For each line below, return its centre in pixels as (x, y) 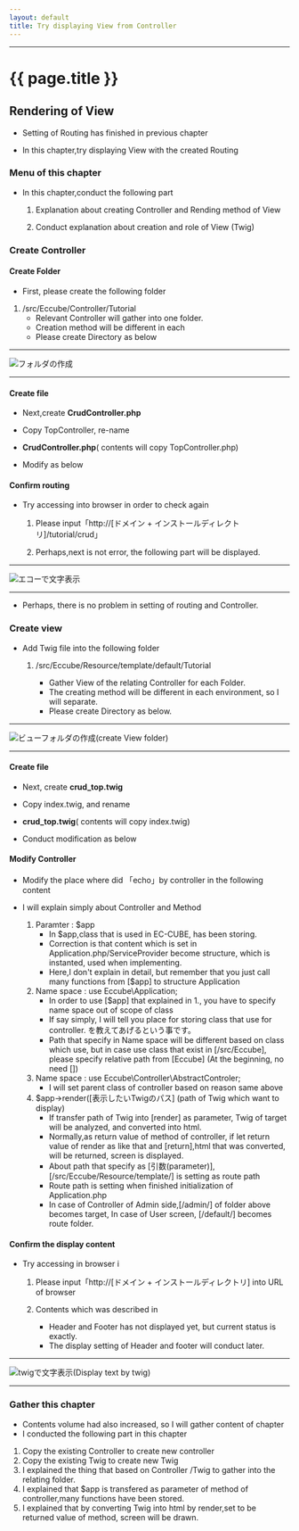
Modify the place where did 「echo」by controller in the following (143, 881)
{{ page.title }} (64, 78)
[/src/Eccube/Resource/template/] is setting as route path (154, 1176)
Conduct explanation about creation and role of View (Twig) (145, 227)
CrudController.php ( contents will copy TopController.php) (130, 448)
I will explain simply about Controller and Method (112, 907)
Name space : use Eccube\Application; (106, 991)
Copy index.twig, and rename (76, 804)
